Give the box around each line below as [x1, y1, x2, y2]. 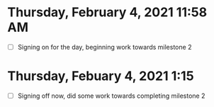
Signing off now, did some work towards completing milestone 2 [17, 91, 205, 100]
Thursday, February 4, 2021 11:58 [7, 4, 208, 21]
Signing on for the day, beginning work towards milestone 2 [17, 43, 192, 51]
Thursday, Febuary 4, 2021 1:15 [7, 68, 194, 84]
